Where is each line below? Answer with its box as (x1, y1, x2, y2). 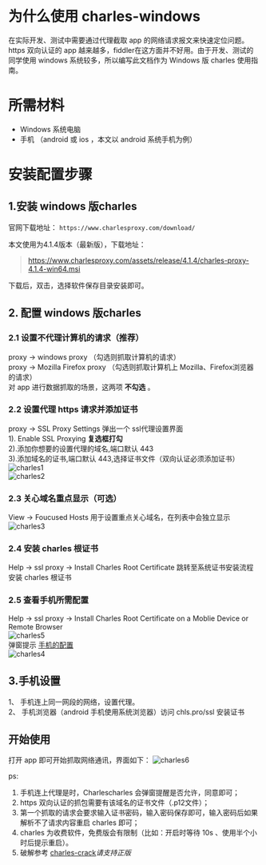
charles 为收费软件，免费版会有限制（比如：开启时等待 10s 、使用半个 (19, 828, 251, 838)
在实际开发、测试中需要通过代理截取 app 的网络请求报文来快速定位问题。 (8, 35, 249, 45)
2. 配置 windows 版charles (8, 306, 142, 320)
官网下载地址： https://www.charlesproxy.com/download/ (8, 222, 196, 232)
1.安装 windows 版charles (8, 199, 137, 213)
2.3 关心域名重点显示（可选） (8, 493, 122, 504)
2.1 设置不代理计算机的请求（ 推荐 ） (8, 332, 144, 344)
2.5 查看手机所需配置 (8, 594, 89, 605)
